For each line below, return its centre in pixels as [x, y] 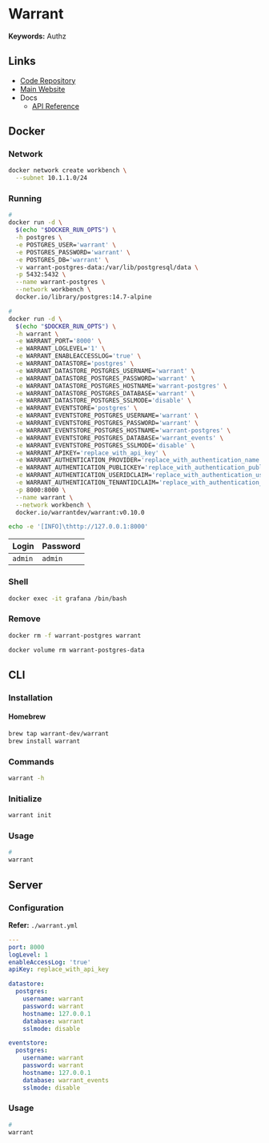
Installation [31, 697]
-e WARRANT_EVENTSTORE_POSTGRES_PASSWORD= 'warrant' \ [107, 423]
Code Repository [48, 80]
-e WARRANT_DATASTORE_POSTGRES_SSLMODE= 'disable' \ [104, 401]
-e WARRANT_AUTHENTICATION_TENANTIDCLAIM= [87, 483]
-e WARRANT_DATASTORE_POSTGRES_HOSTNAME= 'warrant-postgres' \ [121, 386]
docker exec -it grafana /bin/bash [68, 598]
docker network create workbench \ [68, 170]
